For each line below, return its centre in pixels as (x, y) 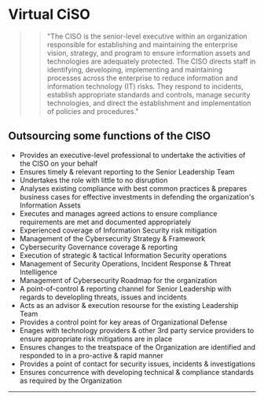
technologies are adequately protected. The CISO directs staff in (151, 61)
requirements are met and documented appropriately (105, 222)
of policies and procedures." (93, 111)
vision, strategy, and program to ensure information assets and (148, 53)
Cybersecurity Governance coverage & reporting (99, 247)
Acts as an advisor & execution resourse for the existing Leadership (129, 305)
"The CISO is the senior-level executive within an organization (147, 36)
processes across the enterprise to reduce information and (142, 78)
